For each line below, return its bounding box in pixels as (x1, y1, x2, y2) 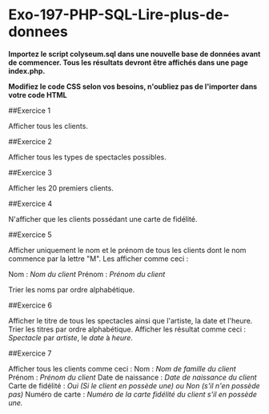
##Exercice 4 (8, 199, 53, 208)
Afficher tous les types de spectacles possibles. (8, 152, 167, 162)
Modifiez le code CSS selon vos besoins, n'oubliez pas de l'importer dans (8, 82, 258, 91)
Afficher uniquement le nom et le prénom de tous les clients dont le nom (8, 245, 247, 255)
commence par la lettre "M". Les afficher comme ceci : (8, 254, 189, 263)
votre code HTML (8, 90, 67, 99)
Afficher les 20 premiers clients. (8, 183, 114, 193)
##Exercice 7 (8, 348, 52, 358)
